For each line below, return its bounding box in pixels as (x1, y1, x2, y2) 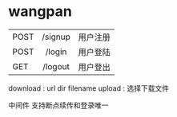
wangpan (8, 2, 72, 21)
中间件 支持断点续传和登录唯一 (8, 100, 109, 110)
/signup (41, 31, 70, 42)
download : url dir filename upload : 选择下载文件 (8, 83, 170, 93)
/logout (42, 60, 70, 72)
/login (45, 46, 67, 57)
